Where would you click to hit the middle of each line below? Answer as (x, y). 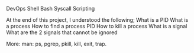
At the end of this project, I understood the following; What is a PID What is (97, 20)
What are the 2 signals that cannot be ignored (62, 32)
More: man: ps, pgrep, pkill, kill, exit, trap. (56, 44)
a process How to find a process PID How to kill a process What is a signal (97, 26)
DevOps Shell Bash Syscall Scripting (51, 9)
